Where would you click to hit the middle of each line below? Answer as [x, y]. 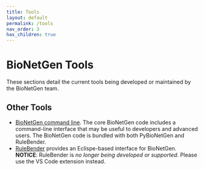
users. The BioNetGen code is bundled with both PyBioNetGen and [100, 135]
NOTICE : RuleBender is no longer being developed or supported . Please [106, 155]
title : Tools [23, 12]
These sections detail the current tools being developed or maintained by [99, 82]
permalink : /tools [30, 23]
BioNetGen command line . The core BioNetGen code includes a [95, 122]
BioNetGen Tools [50, 65]
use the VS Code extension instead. [60, 161]
